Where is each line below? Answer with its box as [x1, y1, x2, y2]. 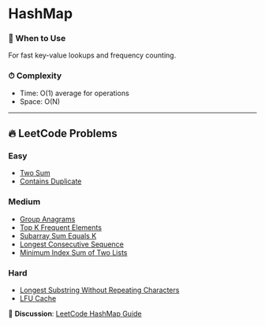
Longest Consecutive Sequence [19, 239, 125, 249]
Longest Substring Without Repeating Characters [19, 285, 180, 295]
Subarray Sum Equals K [19, 231, 97, 240]
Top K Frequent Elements [19, 222, 103, 232]
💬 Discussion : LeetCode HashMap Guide [8, 309, 142, 319]
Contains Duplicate [19, 176, 82, 186]
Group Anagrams [19, 214, 76, 224]
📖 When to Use [8, 33, 66, 44]
